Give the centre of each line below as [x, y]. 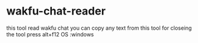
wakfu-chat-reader [56, 11]
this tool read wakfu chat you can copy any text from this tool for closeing [99, 28]
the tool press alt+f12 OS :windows [50, 34]
